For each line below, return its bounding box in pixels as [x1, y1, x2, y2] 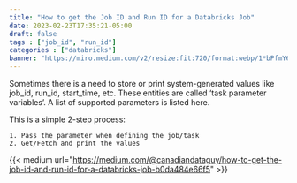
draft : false [9, 29, 57, 38]
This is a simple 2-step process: [9, 114, 126, 125]
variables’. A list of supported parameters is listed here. [9, 97, 210, 107]
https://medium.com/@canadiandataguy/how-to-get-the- [72, 155, 283, 164]
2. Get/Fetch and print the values [9, 139, 141, 148]
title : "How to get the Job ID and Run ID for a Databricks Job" [9, 12, 255, 22]
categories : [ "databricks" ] [9, 46, 117, 55]
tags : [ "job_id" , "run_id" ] [9, 37, 117, 47]
